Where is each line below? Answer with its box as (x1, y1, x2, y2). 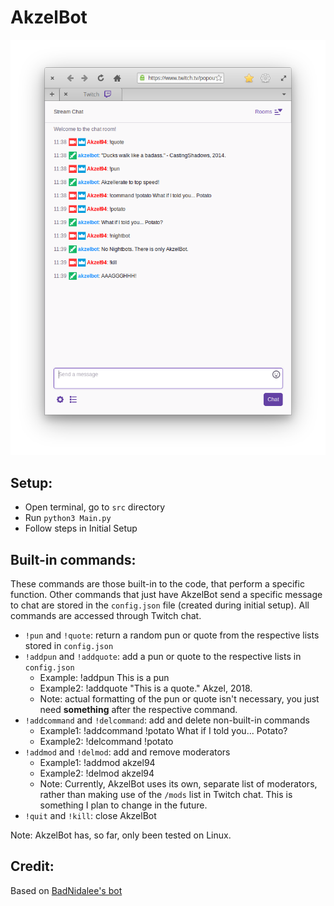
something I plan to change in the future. (39, 799, 208, 811)
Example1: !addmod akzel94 (39, 756, 156, 768)
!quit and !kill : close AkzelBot (24, 809, 157, 821)
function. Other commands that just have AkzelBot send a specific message (10, 588, 323, 600)
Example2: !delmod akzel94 (39, 767, 155, 779)
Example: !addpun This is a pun (39, 671, 170, 683)
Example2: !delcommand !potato (39, 735, 174, 747)
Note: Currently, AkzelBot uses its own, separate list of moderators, (39, 777, 318, 790)
